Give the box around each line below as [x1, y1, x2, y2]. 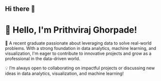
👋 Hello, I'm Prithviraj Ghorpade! [5, 24, 137, 35]
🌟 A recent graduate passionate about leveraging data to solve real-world [5, 40, 152, 46]
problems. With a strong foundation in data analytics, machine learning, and [5, 46, 157, 51]
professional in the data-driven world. [5, 56, 80, 62]
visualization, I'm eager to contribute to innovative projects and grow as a [5, 50, 152, 56]
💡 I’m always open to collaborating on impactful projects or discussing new [5, 65, 155, 71]
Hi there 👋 [5, 5, 35, 13]
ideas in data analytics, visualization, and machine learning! [5, 71, 124, 77]
